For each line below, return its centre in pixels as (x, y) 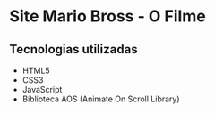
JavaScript (42, 89)
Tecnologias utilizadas (73, 49)
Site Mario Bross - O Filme (107, 16)
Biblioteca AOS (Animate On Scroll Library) (101, 99)
